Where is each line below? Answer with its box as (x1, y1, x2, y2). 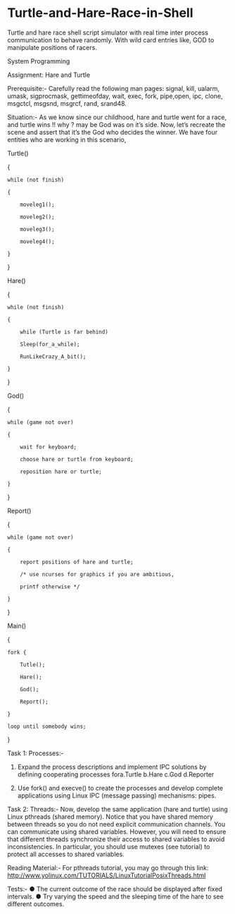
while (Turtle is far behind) (20, 328, 109, 336)
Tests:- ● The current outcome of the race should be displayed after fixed (7, 884, 223, 893)
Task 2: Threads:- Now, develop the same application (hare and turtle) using (7, 805, 229, 813)
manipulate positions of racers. (7, 43, 97, 51)
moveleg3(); (20, 226, 55, 233)
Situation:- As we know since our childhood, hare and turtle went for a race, (7, 113, 227, 121)
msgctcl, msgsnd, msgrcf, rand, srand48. (7, 99, 127, 107)
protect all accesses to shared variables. (7, 850, 125, 858)
